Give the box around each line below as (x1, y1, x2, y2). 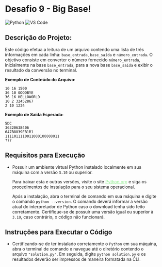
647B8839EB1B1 (5, 129, 34, 134)
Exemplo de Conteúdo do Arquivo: (5, 76, 76, 82)
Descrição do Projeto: (5, 34, 72, 42)
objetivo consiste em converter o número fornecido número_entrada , (5, 57, 141, 63)
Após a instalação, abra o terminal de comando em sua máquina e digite (12, 193, 157, 199)
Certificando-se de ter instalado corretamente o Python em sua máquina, (12, 241, 158, 247)
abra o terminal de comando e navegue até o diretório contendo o (12, 246, 144, 252)
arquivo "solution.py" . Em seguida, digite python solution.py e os (12, 251, 146, 257)
